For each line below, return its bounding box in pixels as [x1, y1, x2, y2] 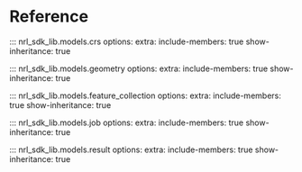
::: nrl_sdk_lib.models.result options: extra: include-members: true [9, 144, 253, 155]
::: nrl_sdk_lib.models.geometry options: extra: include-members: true [9, 63, 269, 74]
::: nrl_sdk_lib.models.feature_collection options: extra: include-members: [9, 90, 281, 101]
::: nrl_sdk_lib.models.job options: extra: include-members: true [9, 117, 244, 128]
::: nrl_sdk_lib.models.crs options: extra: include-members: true [9, 36, 244, 47]
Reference [9, 6, 88, 27]
